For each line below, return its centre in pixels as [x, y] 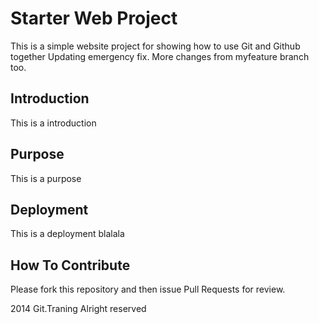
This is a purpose [46, 178]
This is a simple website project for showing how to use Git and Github [155, 46]
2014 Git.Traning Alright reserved [78, 309]
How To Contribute [70, 265]
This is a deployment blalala [67, 234]
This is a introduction [53, 123]
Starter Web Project [94, 18]
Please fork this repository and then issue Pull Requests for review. [148, 289]
